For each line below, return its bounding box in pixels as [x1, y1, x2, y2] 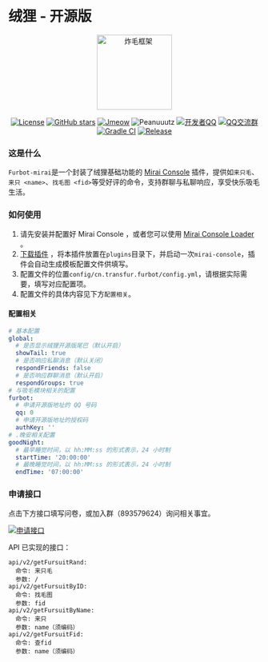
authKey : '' [15, 424, 56, 432]
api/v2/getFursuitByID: [8, 582, 88, 590]
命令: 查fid [15, 639, 52, 647]
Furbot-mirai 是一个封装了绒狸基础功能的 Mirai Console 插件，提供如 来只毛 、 [8, 167, 259, 177]
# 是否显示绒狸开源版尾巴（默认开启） [15, 341, 124, 350]
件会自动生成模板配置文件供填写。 [19, 259, 133, 269]
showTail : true [15, 349, 66, 357]
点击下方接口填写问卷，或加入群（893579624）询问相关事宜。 [8, 508, 215, 518]
